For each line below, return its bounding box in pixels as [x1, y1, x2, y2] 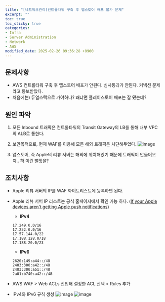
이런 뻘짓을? [25, 158, 49, 164]
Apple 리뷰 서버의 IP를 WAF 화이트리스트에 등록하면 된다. [12, 187, 124, 193]
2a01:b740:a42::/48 [12, 271, 53, 276]
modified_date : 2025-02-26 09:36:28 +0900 [5, 48, 94, 53]
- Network [5, 40, 26, 44]
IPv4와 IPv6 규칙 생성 [12, 291, 54, 297]
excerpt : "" [5, 12, 30, 17]
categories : [5, 26, 30, 31]
